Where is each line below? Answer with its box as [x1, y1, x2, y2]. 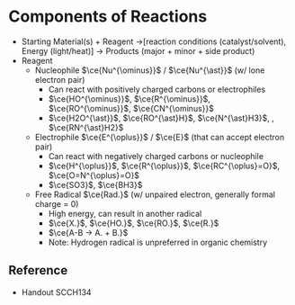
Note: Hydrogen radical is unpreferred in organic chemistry [48, 237, 268, 247]
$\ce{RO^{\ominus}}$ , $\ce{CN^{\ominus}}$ [48, 103, 215, 113]
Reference [8, 263, 68, 278]
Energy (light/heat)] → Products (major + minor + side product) [21, 45, 255, 56]
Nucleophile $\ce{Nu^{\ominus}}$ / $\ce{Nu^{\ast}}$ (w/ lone [34, 65, 265, 76]
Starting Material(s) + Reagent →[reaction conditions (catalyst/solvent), [21, 36, 287, 47]
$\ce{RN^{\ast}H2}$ [48, 121, 124, 132]
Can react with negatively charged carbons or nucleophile [48, 150, 264, 161]
